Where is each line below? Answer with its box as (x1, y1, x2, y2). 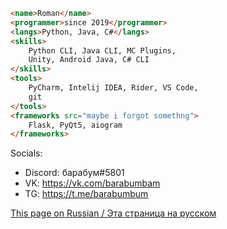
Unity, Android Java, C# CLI (28, 55, 150, 65)
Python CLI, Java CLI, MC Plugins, (28, 45, 177, 56)
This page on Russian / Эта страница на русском (10, 207, 217, 219)
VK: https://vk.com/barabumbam (24, 177, 161, 189)
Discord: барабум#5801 (24, 167, 125, 179)
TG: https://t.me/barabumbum (24, 188, 149, 200)
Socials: (10, 147, 43, 159)
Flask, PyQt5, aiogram (28, 120, 123, 130)
